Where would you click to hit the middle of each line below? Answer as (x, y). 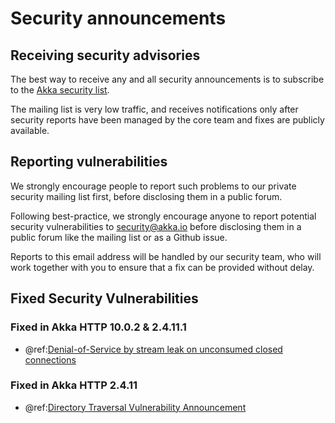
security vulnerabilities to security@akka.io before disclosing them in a (156, 226)
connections (50, 359)
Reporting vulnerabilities (89, 162)
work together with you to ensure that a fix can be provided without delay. (162, 267)
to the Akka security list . (60, 90)
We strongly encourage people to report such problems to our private (153, 186)
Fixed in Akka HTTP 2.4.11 (74, 385)
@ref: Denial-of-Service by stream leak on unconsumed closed (153, 349)
